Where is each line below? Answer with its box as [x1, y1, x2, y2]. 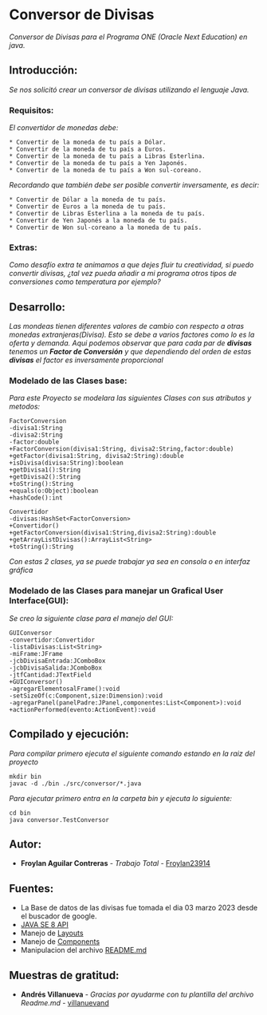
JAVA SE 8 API [20, 920, 69, 930]
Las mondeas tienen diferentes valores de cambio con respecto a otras [9, 322, 245, 331]
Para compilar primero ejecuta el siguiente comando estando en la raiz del [9, 748, 256, 758]
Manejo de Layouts [20, 928, 84, 938]
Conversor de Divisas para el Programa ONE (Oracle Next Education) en [9, 32, 248, 41]
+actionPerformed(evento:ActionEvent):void [9, 705, 156, 713]
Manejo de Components [20, 937, 100, 946]
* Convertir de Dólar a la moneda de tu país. [9, 195, 167, 204]
